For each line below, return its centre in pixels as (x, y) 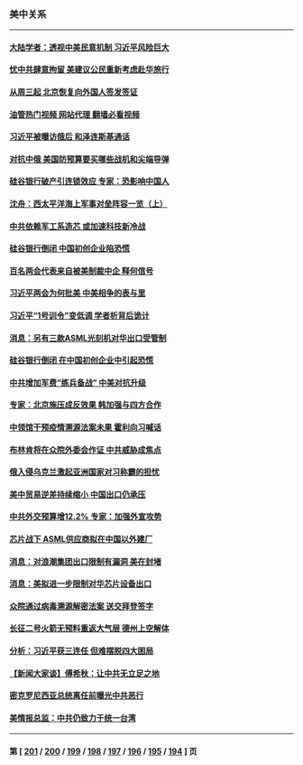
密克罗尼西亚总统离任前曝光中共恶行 (77, 695)
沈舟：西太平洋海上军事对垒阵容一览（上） (88, 204)
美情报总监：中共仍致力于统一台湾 (73, 718)
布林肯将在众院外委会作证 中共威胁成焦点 (86, 450)
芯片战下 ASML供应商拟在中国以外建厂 (81, 538)
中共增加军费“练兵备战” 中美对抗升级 (78, 382)
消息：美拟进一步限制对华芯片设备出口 (80, 583)
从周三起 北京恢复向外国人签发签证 (73, 92)
